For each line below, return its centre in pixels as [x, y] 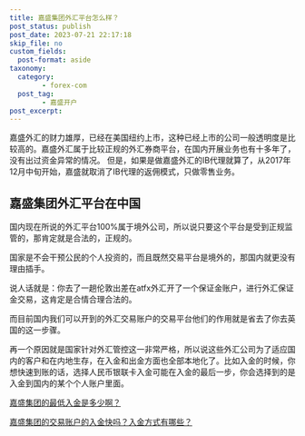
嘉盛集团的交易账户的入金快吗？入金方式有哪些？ [101, 422]
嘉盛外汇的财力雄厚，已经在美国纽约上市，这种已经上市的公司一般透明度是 [148, 138]
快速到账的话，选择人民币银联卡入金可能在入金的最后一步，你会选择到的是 [156, 372]
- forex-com [65, 85]
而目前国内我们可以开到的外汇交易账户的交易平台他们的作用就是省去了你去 [148, 319]
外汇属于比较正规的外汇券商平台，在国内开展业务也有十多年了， [176, 149]
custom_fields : [38, 52]
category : [36, 77]
